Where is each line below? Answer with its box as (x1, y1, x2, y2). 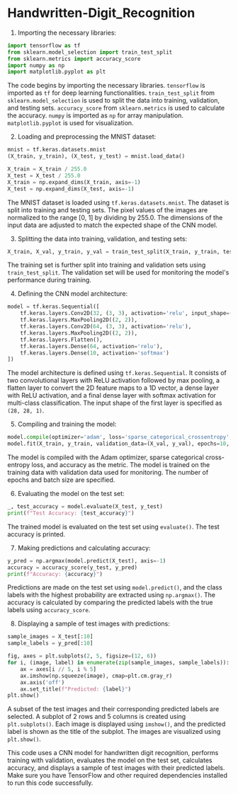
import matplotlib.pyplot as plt (7, 69, 106, 76)
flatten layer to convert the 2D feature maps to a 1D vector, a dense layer (7, 384, 219, 392)
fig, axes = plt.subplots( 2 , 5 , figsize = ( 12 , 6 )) (7, 652, 157, 660)
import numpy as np (7, 62, 65, 69)
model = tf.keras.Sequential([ (7, 303, 100, 311)
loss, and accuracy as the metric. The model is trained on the (31, 461, 210, 469)
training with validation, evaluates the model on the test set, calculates (7, 756, 212, 765)
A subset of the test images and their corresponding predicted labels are (7, 705, 220, 713)
